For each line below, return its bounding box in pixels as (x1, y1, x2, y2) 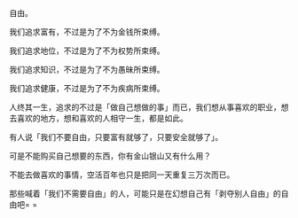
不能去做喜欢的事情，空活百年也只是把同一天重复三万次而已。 (9, 169, 235, 180)
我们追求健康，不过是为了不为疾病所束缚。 (9, 83, 165, 93)
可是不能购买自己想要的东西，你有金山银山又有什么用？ (9, 151, 211, 161)
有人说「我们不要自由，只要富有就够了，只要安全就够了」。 (9, 132, 223, 142)
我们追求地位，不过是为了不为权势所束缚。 (9, 45, 165, 56)
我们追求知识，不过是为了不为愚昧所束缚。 (9, 65, 165, 74)
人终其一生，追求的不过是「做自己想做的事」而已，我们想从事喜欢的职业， (9, 102, 281, 113)
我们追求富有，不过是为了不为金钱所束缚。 (9, 27, 165, 37)
